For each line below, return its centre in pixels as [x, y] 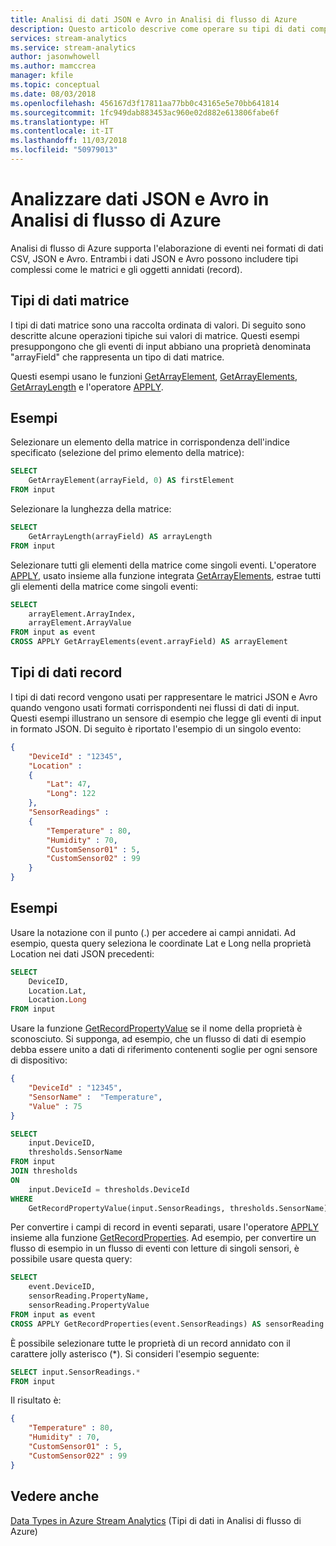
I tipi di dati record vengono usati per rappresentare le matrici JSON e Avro [164, 697]
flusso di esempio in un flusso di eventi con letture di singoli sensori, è [155, 1248]
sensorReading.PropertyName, [89, 1296]
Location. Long [57, 1000]
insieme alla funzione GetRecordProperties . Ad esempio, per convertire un [163, 1238]
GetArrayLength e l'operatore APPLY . [87, 387]
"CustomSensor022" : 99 [78, 1456]
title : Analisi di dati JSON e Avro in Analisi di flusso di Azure [154, 19]
